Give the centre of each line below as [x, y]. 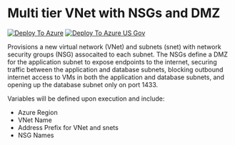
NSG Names [36, 135]
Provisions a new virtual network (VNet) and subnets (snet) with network [114, 46]
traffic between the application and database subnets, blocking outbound [115, 69]
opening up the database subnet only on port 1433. [83, 84]
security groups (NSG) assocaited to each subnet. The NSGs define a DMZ [118, 54]
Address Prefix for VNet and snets [68, 127]
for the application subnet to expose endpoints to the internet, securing [112, 61]
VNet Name [35, 120]
